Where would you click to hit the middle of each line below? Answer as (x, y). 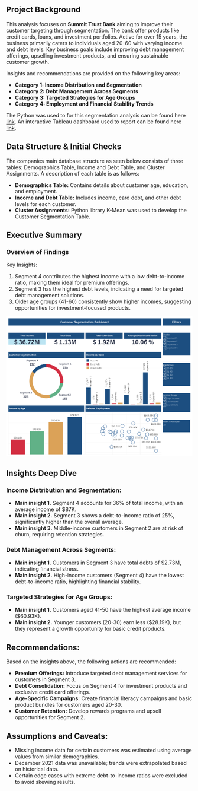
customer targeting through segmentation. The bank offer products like (93, 30)
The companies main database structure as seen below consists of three (95, 161)
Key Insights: (22, 265)
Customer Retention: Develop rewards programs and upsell (88, 711)
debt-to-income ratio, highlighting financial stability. (78, 582)
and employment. (36, 191)
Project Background (43, 10)
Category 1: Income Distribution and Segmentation (78, 85)
